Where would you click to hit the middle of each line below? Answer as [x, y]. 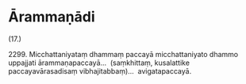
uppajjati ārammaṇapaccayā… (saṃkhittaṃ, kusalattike [99, 63]
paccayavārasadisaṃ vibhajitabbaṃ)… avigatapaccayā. [100, 71]
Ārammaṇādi [52, 17]
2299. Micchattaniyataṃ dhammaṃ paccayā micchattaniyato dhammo [123, 54]
